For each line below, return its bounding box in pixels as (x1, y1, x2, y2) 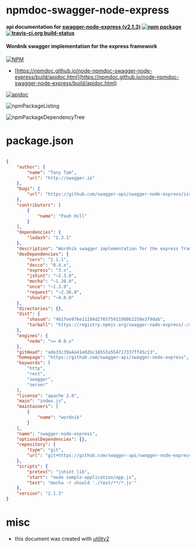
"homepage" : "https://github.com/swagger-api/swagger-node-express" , (16, 355, 190, 361)
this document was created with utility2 (14, 535, 110, 542)
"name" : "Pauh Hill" (37, 213, 87, 219)
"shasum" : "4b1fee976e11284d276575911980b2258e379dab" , (27, 317, 166, 323)
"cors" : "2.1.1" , (27, 256, 69, 262)
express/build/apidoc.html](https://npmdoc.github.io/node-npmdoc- (14, 73, 180, 80)
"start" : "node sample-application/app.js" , (27, 474, 137, 480)
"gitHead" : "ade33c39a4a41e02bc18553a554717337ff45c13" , (16, 349, 158, 355)
